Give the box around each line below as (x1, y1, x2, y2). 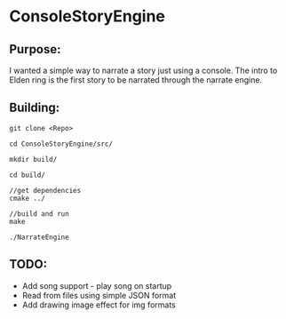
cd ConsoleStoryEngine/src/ (9, 140, 114, 148)
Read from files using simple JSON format (21, 290, 177, 300)
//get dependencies (9, 186, 82, 195)
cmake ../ (9, 194, 46, 203)
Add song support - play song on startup (21, 280, 172, 291)
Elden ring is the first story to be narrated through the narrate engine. (9, 75, 263, 85)
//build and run (9, 209, 69, 219)
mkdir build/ (9, 155, 58, 163)
